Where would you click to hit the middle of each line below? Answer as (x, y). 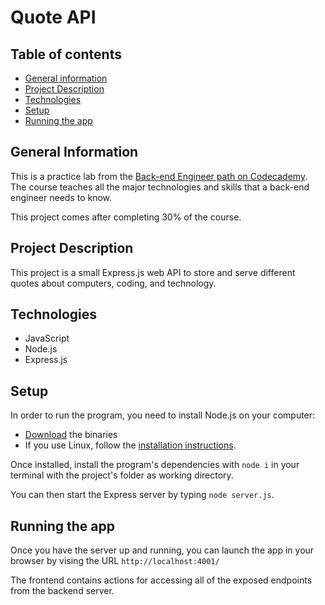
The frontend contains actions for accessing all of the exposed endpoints (161, 580)
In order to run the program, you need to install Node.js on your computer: (163, 415)
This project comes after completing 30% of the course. (126, 217)
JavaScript (47, 338)
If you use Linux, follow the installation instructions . (130, 445)
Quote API (53, 17)
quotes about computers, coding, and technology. (113, 283)
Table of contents (66, 54)
